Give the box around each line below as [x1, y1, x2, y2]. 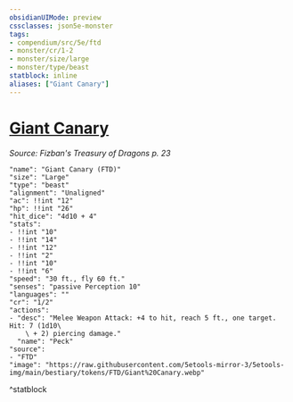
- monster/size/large [9, 54, 90, 63]
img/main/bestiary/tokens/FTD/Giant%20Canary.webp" [9, 368, 205, 377]
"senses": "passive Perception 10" [9, 282, 142, 291]
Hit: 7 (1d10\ [9, 321, 62, 331]
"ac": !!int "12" [9, 196, 74, 205]
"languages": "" [9, 289, 69, 299]
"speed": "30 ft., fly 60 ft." [9, 274, 126, 283]
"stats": [9, 220, 42, 229]
